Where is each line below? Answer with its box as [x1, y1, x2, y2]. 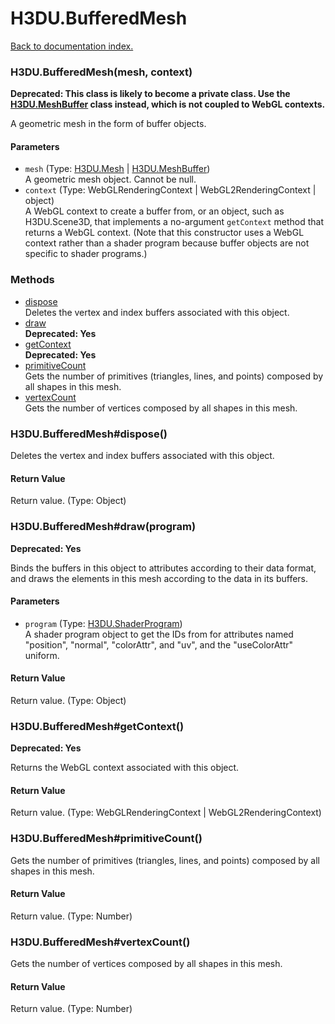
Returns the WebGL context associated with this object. [10, 762, 240, 774]
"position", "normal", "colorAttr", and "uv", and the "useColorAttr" [24, 638, 294, 651]
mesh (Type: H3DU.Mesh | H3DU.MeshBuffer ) [24, 163, 211, 175]
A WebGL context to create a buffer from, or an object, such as [24, 205, 285, 217]
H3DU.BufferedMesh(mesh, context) [10, 65, 193, 79]
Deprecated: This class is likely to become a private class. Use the [10, 88, 291, 100]
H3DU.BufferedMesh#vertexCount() [10, 935, 191, 949]
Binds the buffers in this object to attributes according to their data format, [10, 562, 317, 574]
